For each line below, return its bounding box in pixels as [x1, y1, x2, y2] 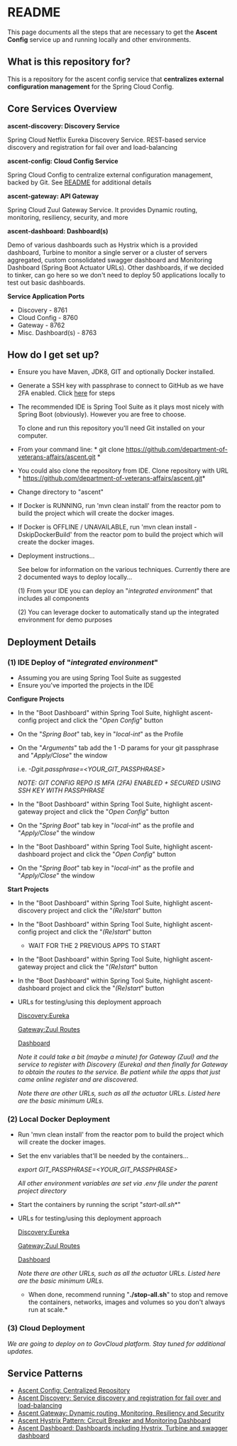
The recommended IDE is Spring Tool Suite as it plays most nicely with [17, 402, 224, 412]
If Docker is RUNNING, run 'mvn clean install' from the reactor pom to [17, 502, 221, 510]
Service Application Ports [7, 292, 85, 300]
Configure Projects [7, 695, 65, 703]
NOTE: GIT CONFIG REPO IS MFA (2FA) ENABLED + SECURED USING [17, 778, 221, 788]
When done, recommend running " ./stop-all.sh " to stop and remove [28, 1291, 228, 1299]
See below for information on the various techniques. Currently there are [17, 565, 231, 574]
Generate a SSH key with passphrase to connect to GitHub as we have [17, 381, 224, 390]
